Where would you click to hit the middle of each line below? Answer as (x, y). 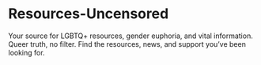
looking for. (26, 52)
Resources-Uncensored (89, 14)
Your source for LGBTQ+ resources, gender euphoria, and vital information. (130, 36)
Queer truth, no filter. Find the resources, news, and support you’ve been (127, 44)
